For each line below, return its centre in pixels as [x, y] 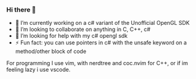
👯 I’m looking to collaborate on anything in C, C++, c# [83, 29]
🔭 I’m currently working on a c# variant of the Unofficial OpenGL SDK [102, 23]
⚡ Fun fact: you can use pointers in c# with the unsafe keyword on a [101, 43]
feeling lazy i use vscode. [38, 70]
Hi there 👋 [21, 10]
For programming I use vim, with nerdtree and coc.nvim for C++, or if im [97, 63]
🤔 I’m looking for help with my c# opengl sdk [71, 36]
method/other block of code [51, 52]
